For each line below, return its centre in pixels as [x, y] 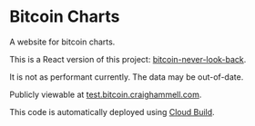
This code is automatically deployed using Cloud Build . [112, 111]
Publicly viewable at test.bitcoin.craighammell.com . [106, 94]
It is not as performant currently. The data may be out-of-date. [127, 77]
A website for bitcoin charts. [62, 42]
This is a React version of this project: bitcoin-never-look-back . [128, 59]
